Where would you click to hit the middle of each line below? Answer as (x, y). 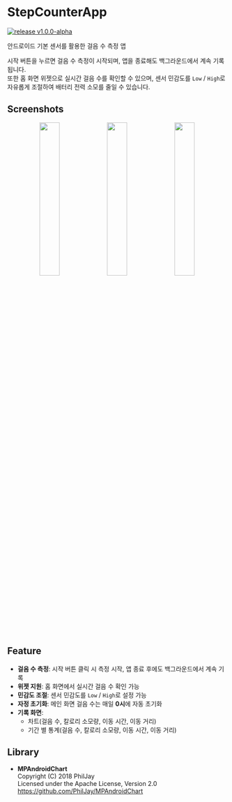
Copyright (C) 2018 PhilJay (56, 776)
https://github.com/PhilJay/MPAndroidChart (80, 791)
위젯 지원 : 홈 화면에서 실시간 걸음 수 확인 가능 (78, 686)
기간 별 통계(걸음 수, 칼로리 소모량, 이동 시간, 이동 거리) (102, 729)
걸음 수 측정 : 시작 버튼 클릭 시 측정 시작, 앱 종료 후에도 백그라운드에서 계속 (117, 669)
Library (23, 752)
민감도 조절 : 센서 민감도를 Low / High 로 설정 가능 (82, 695)
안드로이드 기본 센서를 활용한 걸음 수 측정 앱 (67, 45)
